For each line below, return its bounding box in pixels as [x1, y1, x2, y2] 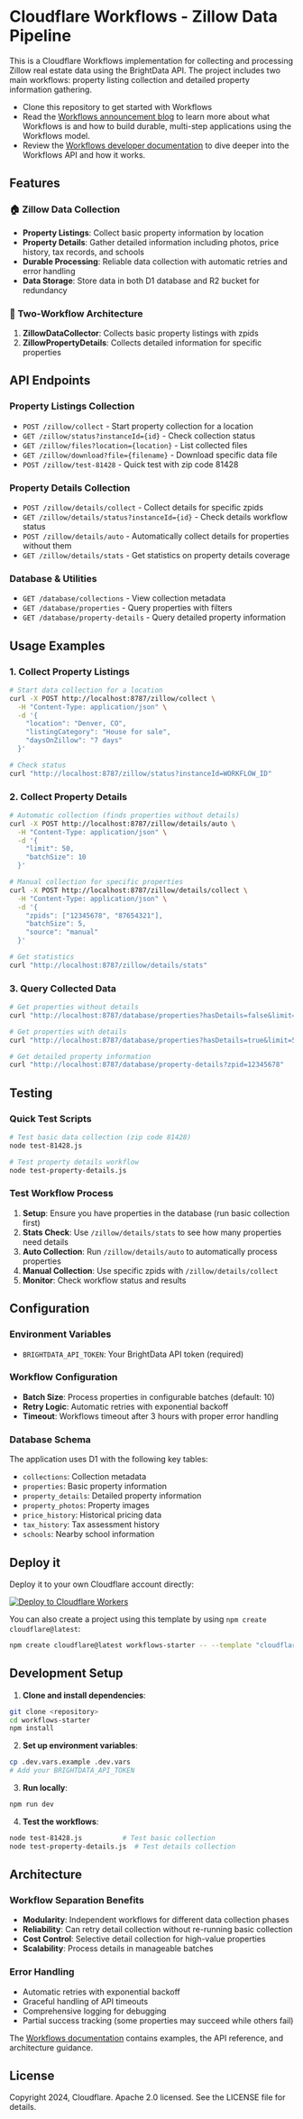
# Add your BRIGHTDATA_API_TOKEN [9, 1766, 135, 1775]
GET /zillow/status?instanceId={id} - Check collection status [22, 430, 255, 441]
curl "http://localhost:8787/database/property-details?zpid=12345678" [9, 1060, 284, 1070]
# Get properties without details [9, 1003, 140, 1012]
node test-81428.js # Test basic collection [9, 1833, 216, 1842]
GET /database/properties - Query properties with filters [22, 603, 233, 613]
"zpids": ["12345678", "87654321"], [25, 911, 164, 920]
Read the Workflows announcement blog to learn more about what [22, 111, 271, 122]
